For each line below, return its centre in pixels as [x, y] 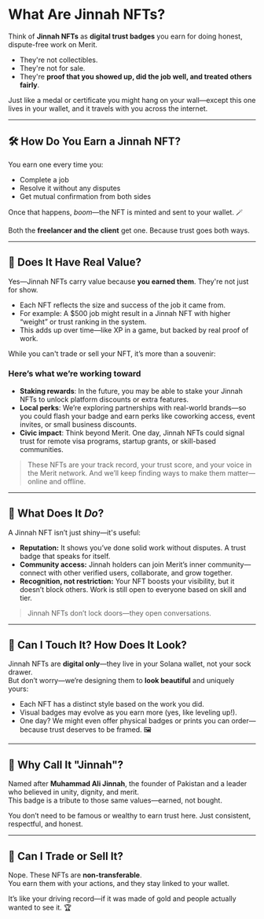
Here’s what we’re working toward [75, 373]
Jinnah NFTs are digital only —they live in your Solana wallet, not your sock [130, 664]
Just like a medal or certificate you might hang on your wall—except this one [132, 100]
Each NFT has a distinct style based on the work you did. [112, 704]
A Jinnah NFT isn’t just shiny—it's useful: [75, 532]
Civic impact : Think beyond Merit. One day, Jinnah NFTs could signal [132, 432]
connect [33, 572]
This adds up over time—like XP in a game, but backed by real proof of [134, 330]
